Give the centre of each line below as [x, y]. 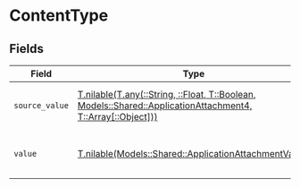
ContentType [59, 16]
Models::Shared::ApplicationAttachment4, [165, 106]
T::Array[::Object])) [117, 117]
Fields [27, 49]
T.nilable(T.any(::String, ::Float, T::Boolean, [167, 94]
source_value [42, 105]
